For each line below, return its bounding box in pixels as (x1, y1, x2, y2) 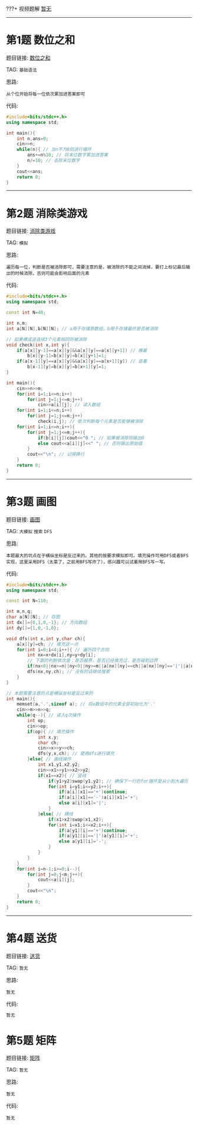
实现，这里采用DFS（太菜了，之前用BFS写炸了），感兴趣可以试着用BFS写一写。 (6, 559, 168, 565)
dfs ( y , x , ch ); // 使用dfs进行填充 (37, 750, 115, 757)
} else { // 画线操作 (27, 756, 72, 762)
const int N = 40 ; (6, 309, 46, 316)
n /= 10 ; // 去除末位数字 (27, 158, 81, 164)
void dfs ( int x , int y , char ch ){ (6, 635, 85, 642)
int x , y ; (37, 734, 60, 740)
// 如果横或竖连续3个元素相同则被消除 (6, 336, 87, 342)
